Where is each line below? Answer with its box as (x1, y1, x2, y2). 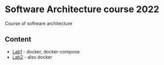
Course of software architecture (5, 20, 73, 26)
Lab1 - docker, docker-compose (12, 48, 80, 54)
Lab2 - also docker (12, 54, 52, 60)
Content (5, 35, 32, 44)
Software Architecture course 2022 (5, 4, 159, 15)
